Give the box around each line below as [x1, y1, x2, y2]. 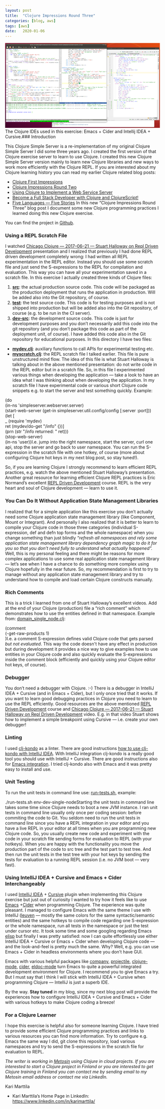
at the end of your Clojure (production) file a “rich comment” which [5, 605, 141, 611]
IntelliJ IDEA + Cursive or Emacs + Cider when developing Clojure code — [5, 938, 155, 944]
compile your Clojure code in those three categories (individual [5, 524, 133, 530]
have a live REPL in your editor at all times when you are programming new [5, 825, 156, 831]
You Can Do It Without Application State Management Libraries [5, 497, 159, 504]
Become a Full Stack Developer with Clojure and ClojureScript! [12, 195, 138, 201]
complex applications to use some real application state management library [5, 556, 160, 562]
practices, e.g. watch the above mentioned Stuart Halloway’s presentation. [5, 470, 156, 476]
